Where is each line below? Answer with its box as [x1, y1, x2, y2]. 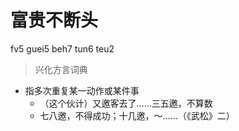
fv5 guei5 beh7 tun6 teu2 [10, 42, 115, 55]
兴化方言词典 [34, 63, 88, 75]
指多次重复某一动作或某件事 [24, 84, 140, 96]
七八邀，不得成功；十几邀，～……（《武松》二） [39, 109, 235, 121]
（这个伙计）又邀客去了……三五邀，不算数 [39, 97, 213, 109]
